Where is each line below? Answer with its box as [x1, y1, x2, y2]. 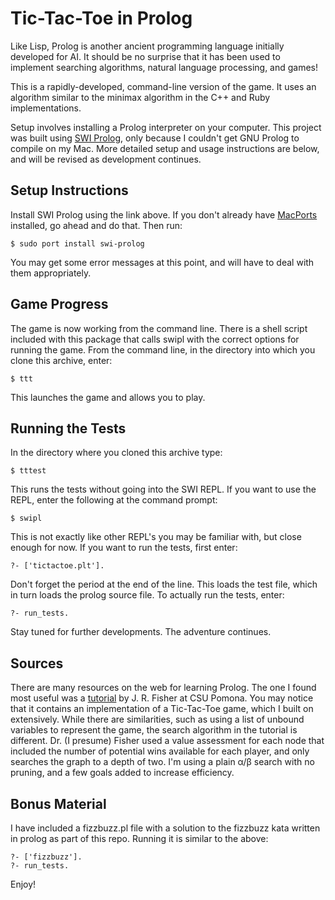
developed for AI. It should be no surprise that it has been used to [10, 50, 281, 62]
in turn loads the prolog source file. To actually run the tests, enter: [10, 589, 285, 601]
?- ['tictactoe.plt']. [10, 561, 105, 571]
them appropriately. [10, 267, 92, 279]
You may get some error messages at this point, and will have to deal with [10, 256, 315, 268]
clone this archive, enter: [10, 354, 113, 366]
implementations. [10, 102, 82, 114]
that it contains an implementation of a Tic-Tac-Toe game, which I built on [10, 703, 314, 715]
